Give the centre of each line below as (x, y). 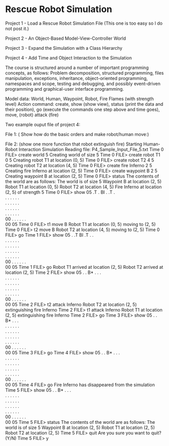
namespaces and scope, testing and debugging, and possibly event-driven (83, 84)
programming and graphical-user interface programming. (65, 89)
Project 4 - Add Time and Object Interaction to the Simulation (69, 58)
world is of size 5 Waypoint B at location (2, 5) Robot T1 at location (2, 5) (80, 427)
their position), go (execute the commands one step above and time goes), (82, 109)
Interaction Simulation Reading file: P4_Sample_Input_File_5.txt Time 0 (91, 149)
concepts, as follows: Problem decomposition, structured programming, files (84, 73)
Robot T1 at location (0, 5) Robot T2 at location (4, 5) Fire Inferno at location (83, 187)
